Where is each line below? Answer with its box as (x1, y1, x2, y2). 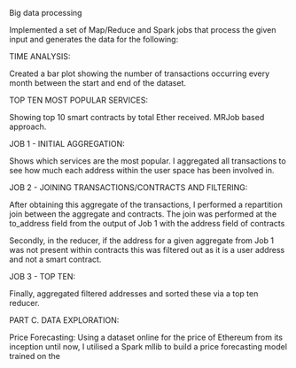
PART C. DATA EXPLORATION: (9, 315, 120, 326)
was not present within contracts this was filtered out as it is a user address (9, 245, 285, 255)
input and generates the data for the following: (9, 34, 179, 44)
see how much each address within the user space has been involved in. (9, 165, 275, 175)
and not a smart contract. (9, 254, 102, 264)
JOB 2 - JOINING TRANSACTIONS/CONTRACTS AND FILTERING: (9, 182, 248, 193)
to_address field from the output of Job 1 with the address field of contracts (9, 218, 285, 228)
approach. (9, 121, 47, 132)
